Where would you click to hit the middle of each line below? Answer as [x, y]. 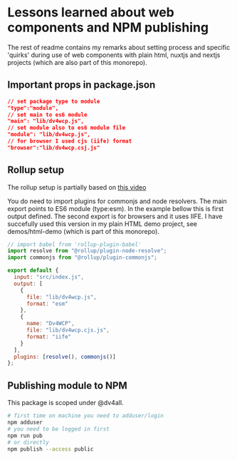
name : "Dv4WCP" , [50, 324]
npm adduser [25, 422]
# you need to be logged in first [59, 429]
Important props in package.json [81, 85]
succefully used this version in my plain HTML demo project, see [102, 224]
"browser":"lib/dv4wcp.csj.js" [54, 148]
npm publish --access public [51, 449]
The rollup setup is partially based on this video [77, 187]
